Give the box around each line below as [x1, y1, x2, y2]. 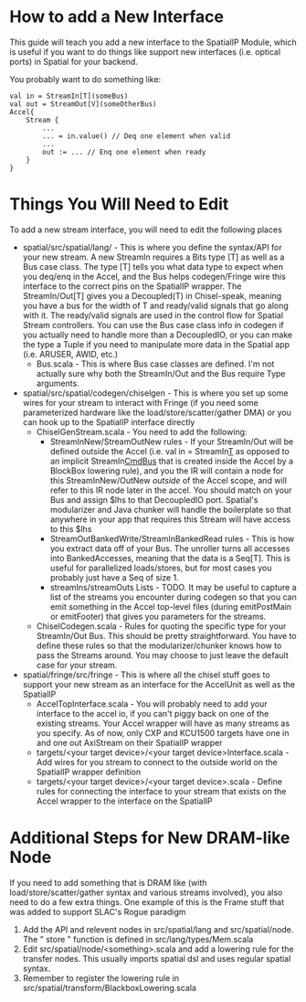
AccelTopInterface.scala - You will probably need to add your [36, 698, 268, 709]
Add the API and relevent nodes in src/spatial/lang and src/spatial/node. [22, 923, 294, 934]
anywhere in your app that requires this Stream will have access [49, 514, 290, 525]
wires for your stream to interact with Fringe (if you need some [22, 397, 259, 408]
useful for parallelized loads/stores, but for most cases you [49, 562, 272, 573]
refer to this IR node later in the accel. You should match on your [49, 485, 292, 496]
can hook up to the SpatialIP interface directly [22, 416, 195, 427]
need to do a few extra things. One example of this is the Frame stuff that [9, 896, 285, 907]
